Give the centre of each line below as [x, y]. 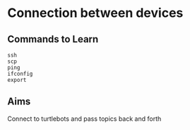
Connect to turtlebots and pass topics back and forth [84, 119]
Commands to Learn [53, 39]
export [17, 80]
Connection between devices [95, 13]
